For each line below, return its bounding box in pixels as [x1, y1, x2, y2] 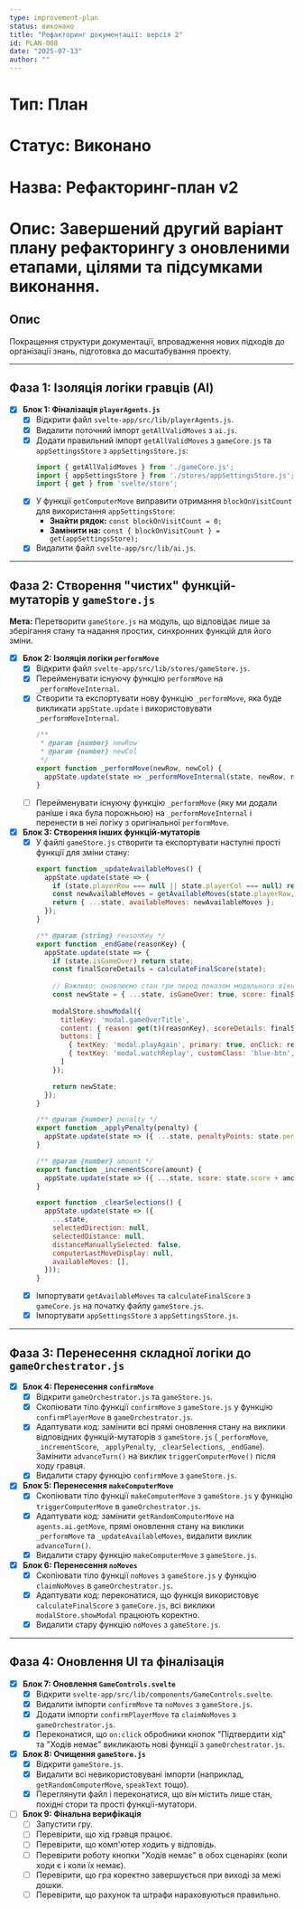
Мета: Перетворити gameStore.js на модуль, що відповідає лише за [9, 616, 271, 627]
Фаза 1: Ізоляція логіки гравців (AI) [9, 380, 215, 395]
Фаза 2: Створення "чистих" [9, 578, 179, 593]
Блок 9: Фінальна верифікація [22, 1809, 142, 1819]
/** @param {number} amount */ [35, 1157, 154, 1166]
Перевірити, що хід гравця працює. [35, 1829, 173, 1840]
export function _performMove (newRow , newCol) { [35, 763, 223, 773]
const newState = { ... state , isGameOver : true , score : [52, 990, 267, 999]
